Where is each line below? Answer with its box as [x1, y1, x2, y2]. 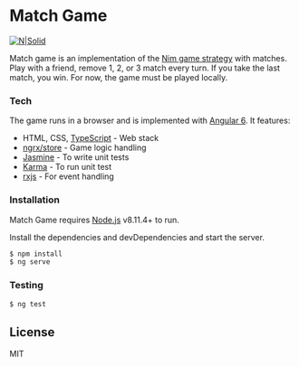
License [9, 324, 55, 340]
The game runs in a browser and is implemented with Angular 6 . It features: [9, 115, 291, 127]
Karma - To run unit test [22, 162, 112, 173]
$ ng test [9, 299, 47, 308]
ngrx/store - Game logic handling [22, 142, 147, 154]
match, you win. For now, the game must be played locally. [9, 71, 228, 82]
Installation [9, 193, 61, 206]
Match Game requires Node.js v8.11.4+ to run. [9, 214, 179, 225]
